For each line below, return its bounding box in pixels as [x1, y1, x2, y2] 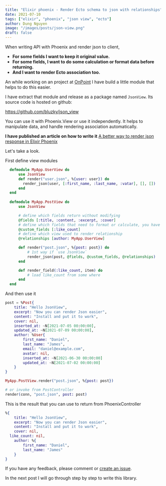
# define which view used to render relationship [18, 232, 123, 237]
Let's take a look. [5, 148, 40, 154]
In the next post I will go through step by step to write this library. [5, 475, 137, 481]
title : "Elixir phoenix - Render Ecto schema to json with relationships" [5, 7, 163, 12]
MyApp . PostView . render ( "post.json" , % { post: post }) [5, 378, 114, 383]
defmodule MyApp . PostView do [9, 199, 70, 205]
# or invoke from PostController [5, 387, 74, 392]
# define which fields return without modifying [18, 213, 121, 218]
